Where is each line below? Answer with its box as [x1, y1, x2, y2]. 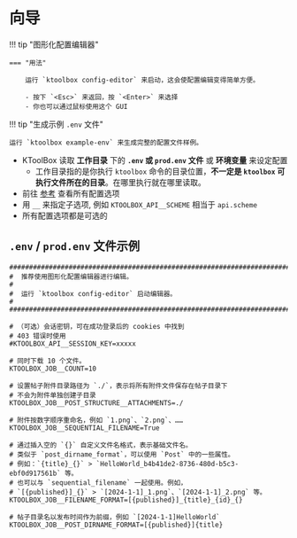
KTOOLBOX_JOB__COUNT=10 [9, 364, 97, 373]
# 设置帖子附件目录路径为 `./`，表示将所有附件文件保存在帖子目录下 [9, 381, 228, 390]
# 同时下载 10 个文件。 [9, 356, 87, 365]
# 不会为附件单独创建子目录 [9, 391, 97, 400]
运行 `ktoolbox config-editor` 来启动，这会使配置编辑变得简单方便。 [25, 75, 260, 84]
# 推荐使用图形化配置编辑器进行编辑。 [9, 272, 133, 281]
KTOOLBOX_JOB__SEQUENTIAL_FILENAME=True [9, 423, 161, 433]
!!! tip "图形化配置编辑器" [9, 39, 99, 50]
